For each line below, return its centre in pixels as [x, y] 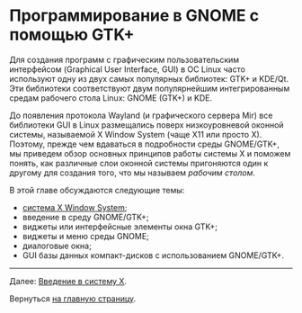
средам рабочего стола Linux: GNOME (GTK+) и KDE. [111, 98]
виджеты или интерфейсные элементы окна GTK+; [120, 227]
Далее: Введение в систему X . [68, 281]
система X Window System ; [75, 207]
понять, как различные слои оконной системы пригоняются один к [139, 163]
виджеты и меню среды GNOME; [86, 236]
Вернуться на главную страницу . [73, 299]
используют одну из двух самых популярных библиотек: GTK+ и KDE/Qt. [149, 78]
